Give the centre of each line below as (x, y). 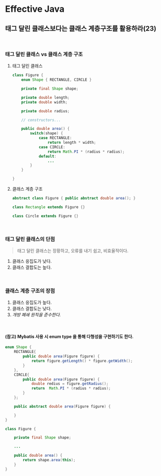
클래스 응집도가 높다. (32, 302)
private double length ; (45, 97)
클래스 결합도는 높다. (32, 267)
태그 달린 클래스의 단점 (30, 239)
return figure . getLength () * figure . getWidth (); (82, 361)
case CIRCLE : (52, 147)
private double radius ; (45, 111)
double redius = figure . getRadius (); (70, 384)
